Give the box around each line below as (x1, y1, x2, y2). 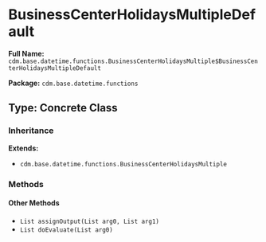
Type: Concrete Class (8, 101, 118, 115)
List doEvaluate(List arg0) (19, 225, 113, 234)
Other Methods (8, 198, 60, 208)
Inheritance (8, 125, 54, 136)
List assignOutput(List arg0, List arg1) (19, 217, 159, 225)
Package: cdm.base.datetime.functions (8, 78, 139, 88)
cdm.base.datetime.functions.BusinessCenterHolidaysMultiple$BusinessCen (8, 57, 259, 65)
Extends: (8, 143, 39, 153)
